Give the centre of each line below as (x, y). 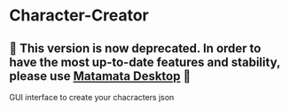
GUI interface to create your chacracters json (92, 97)
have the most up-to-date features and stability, (145, 62)
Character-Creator (79, 16)
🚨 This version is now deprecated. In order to (135, 48)
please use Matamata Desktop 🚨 (100, 76)
